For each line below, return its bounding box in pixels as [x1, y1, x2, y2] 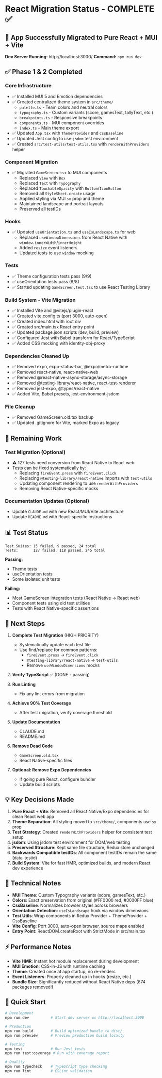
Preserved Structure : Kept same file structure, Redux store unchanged [12, 844, 155, 850]
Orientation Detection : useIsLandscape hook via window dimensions [12, 907, 149, 913]
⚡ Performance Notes [5, 943, 71, 951]
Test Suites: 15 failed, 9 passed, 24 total [5, 544, 97, 549]
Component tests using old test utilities [12, 600, 90, 606]
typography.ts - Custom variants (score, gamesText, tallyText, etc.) [19, 109, 154, 115]
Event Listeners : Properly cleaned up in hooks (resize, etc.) [12, 974, 132, 980]
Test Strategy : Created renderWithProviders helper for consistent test [12, 829, 152, 835]
